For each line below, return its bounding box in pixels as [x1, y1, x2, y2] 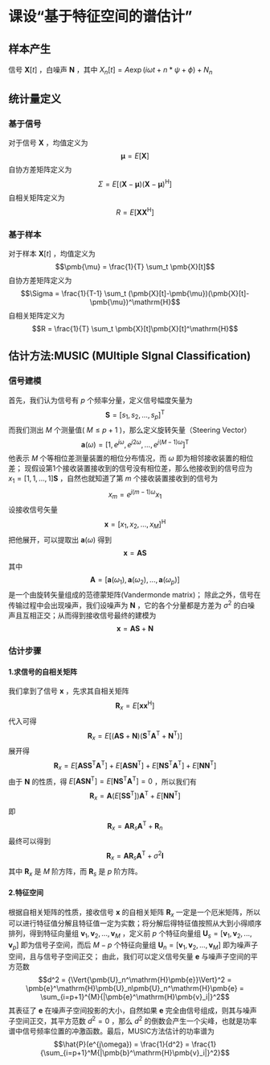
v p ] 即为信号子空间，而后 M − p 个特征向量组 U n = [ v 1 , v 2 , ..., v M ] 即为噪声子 [8, 940, 259, 951]
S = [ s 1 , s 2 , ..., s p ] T [105, 408, 165, 422]
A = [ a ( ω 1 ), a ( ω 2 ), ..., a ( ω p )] [89, 574, 181, 586]
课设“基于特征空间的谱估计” [8, 7, 193, 26]
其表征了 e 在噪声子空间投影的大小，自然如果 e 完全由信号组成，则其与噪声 [8, 1005, 257, 1015]
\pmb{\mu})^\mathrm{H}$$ [89, 297, 181, 307]
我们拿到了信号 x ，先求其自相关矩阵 [8, 686, 129, 696]
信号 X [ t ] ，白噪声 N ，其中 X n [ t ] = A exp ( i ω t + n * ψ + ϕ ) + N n [8, 65, 213, 77]
